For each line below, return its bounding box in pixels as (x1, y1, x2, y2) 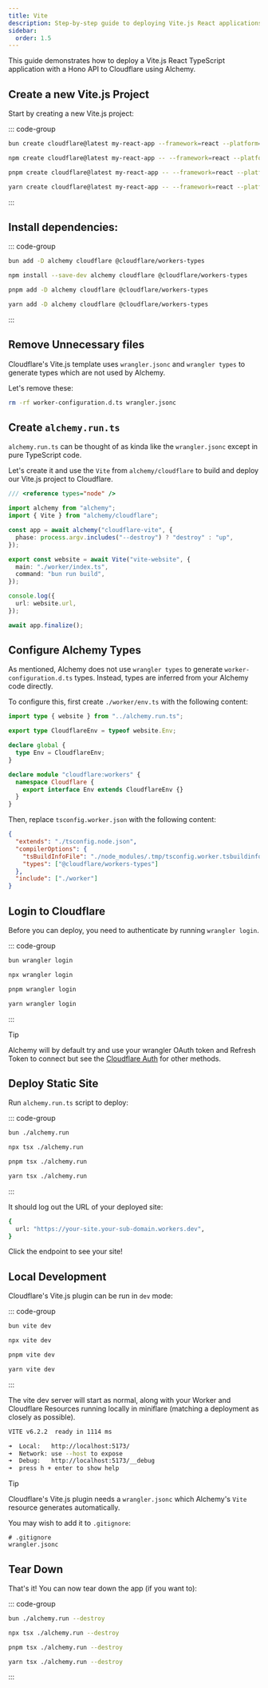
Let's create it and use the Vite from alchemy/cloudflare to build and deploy (8, 466, 259, 475)
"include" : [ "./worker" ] (15, 875, 98, 883)
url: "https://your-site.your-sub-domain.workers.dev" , (15, 1225, 205, 1233)
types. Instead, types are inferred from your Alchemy (74, 673, 249, 683)
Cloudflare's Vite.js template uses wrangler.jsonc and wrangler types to (8, 359, 246, 368)
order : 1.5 (15, 34, 52, 42)
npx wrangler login (8, 971, 73, 979)
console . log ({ (8, 592, 56, 600)
